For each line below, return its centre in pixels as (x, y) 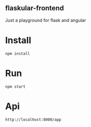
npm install (17, 54)
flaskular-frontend (34, 8)
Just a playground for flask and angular (46, 20)
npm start (15, 87)
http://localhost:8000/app (33, 120)
